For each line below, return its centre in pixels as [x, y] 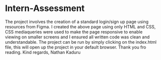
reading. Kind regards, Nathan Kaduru [43, 52]
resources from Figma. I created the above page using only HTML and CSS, [80, 26]
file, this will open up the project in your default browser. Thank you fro [76, 47]
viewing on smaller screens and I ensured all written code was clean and [77, 37]
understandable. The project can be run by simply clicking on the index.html [81, 42]
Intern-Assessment [45, 8]
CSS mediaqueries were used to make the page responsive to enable [74, 32]
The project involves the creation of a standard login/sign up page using [77, 22]
